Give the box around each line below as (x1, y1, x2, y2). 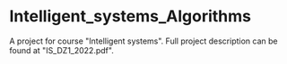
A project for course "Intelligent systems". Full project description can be (9, 36, 278, 46)
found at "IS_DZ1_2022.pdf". (9, 44, 114, 55)
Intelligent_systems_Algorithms (9, 6, 252, 27)
